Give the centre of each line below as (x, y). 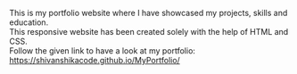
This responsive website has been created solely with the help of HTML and (149, 32)
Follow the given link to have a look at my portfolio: (103, 51)
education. (29, 22)
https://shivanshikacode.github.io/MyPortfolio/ (95, 60)
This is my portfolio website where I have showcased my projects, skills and (148, 13)
